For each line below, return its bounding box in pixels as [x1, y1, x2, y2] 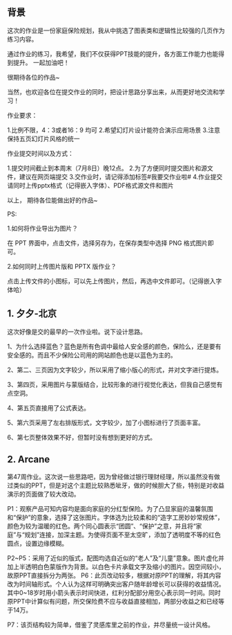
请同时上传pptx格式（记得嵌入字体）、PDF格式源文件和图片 [7, 181, 174, 189]
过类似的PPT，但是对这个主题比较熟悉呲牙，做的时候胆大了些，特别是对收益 [7, 481, 224, 490]
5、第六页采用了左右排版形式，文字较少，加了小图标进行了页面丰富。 [7, 418, 205, 427]
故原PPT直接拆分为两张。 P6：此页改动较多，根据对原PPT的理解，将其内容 [7, 571, 222, 580]
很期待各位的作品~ [7, 73, 60, 81]
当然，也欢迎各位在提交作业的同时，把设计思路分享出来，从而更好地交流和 [7, 87, 219, 96]
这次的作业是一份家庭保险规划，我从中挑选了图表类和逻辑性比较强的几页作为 [7, 26, 225, 35]
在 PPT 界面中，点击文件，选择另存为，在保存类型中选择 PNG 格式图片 [7, 238, 209, 247]
